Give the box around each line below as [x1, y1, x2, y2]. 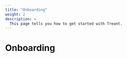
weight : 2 [5, 12, 26, 17]
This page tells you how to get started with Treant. [9, 21, 123, 26]
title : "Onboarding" [5, 7, 48, 12]
